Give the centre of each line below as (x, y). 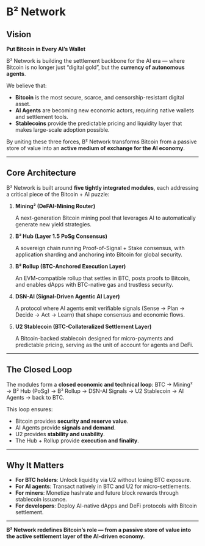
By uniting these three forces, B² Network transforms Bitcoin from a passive (102, 142)
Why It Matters (35, 465)
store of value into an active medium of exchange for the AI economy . (95, 148)
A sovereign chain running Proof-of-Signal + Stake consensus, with (100, 248)
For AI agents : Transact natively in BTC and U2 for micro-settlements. (103, 486)
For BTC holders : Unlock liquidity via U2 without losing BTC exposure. (103, 480)
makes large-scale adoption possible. (62, 130)
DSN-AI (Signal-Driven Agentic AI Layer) (67, 296)
